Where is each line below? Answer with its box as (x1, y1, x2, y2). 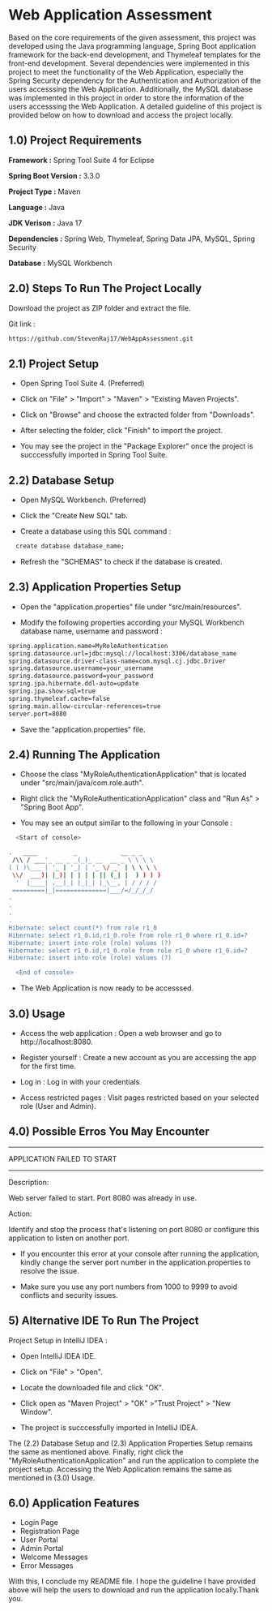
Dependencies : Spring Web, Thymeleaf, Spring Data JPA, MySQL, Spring (8, 234, 256, 243)
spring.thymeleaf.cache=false (8, 694, 111, 702)
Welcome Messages (19, 1552, 88, 1562)
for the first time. (19, 1061, 77, 1071)
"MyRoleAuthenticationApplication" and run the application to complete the (8, 1455, 259, 1465)
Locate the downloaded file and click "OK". (19, 1382, 164, 1392)
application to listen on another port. (8, 1233, 130, 1243)
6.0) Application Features (8, 1497, 140, 1510)
